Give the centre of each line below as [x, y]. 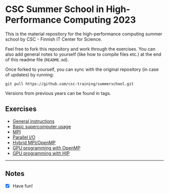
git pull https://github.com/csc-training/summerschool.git [70, 84]
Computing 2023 [100, 20]
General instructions [33, 121]
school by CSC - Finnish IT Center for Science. [54, 39]
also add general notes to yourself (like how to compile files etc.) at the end [83, 54]
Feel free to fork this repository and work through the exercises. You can [80, 49]
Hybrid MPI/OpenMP [34, 142]
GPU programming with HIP [41, 153]
